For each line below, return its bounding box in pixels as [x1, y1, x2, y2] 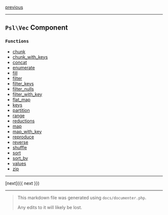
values [12, 160, 26, 166]
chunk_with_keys [12, 54, 48, 60]
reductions [12, 118, 35, 124]
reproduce [12, 134, 34, 140]
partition [12, 107, 30, 113]
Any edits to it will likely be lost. [17, 204, 82, 210]
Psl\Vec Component [5, 24, 68, 32]
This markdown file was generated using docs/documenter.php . [17, 194, 146, 200]
